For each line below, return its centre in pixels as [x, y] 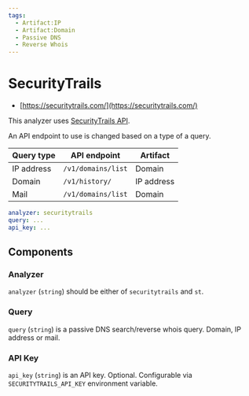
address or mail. [34, 337]
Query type [34, 156]
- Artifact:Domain [46, 30]
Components [40, 252]
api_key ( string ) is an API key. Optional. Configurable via [100, 375]
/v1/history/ [88, 181]
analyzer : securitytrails [50, 213]
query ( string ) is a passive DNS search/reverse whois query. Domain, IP [125, 329]
